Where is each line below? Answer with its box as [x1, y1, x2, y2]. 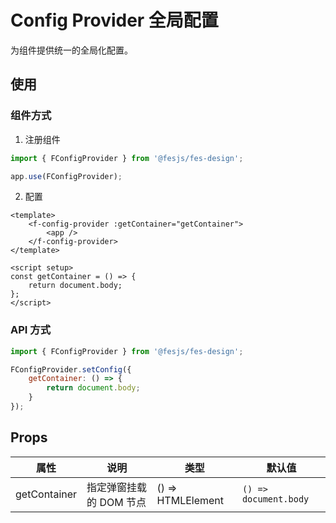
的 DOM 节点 [86, 495, 147, 509]
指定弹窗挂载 [86, 480, 148, 494]
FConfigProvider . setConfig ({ [10, 364, 132, 375]
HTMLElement [156, 493, 225, 507]
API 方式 [10, 323, 51, 337]
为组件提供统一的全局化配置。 [10, 44, 133, 56]
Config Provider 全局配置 [10, 9, 219, 32]
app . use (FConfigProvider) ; [10, 171, 123, 181]
